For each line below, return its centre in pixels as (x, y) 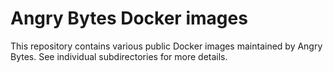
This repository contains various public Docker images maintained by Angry (166, 46)
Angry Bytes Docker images (129, 18)
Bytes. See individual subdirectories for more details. (119, 56)
